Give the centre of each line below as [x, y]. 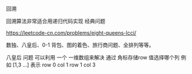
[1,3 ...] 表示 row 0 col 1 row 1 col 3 [54, 65]
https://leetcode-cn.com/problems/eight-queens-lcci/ [71, 33]
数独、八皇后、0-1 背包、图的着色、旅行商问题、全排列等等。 [80, 45]
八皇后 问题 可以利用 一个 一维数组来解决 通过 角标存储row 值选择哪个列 [93, 57]
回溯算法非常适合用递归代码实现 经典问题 [56, 21]
